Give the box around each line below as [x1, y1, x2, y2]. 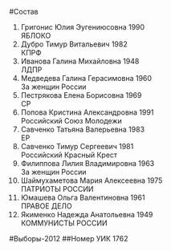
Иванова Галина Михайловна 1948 [20, 56, 140, 66]
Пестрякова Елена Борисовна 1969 [20, 91, 142, 99]
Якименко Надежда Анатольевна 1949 [20, 210, 153, 219]
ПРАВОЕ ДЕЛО [20, 201, 73, 211]
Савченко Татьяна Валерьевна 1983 [20, 124, 145, 134]
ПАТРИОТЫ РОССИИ [20, 184, 95, 193]
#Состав [9, 7, 39, 16]
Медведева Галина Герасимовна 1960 [20, 74, 152, 83]
